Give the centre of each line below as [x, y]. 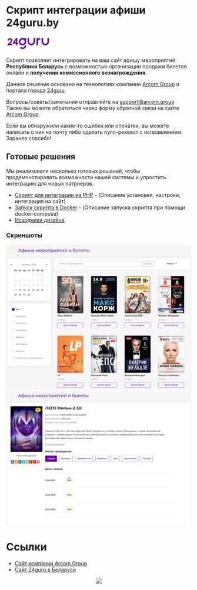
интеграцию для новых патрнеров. [50, 183]
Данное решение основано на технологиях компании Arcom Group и [93, 84]
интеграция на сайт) [40, 201]
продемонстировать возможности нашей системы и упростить [86, 177]
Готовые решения [41, 157]
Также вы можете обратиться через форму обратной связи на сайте [93, 108]
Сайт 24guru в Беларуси [45, 569]
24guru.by [33, 23]
